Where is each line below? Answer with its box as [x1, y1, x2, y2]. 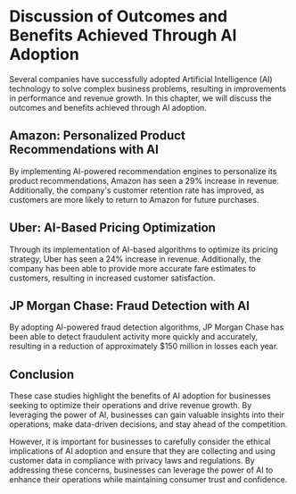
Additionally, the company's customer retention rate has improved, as [9, 185, 265, 196]
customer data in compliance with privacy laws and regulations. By [9, 456, 256, 466]
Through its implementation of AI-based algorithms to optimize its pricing [9, 244, 278, 255]
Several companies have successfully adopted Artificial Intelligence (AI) [9, 73, 274, 84]
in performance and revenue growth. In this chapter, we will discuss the [9, 92, 272, 104]
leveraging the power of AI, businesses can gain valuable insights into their [9, 409, 285, 421]
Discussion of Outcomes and [9, 6, 228, 27]
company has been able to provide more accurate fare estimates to [9, 263, 257, 273]
